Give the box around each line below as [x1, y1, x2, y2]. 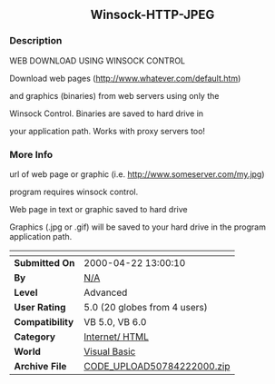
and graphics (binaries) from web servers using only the [9, 90, 220, 101]
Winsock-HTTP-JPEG [90, 7, 215, 23]
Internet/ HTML [83, 330, 150, 343]
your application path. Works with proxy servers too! [9, 125, 206, 136]
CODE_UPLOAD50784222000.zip [83, 359, 231, 372]
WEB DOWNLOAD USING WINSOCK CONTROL [9, 54, 186, 66]
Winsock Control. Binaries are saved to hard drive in [9, 108, 204, 119]
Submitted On [14, 256, 75, 269]
